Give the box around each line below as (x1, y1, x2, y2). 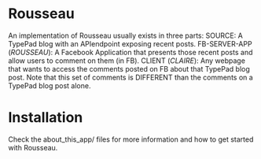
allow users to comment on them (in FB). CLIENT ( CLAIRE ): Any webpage (8, 56, 246, 65)
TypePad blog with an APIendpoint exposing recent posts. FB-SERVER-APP (8, 39, 253, 48)
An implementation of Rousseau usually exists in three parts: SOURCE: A (8, 31, 244, 40)
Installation (8, 109, 83, 127)
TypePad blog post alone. (8, 80, 91, 91)
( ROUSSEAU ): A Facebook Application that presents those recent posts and (8, 47, 253, 57)
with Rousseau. (8, 142, 58, 152)
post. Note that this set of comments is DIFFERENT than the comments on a (8, 72, 253, 82)
